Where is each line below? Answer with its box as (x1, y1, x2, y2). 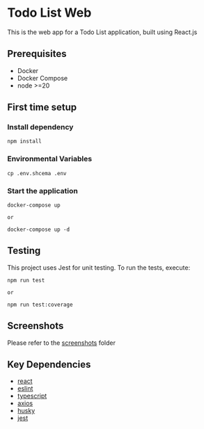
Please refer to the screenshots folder (7, 339, 116, 347)
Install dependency (7, 122, 74, 132)
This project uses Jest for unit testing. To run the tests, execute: (7, 263, 190, 272)
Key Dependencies (7, 359, 91, 371)
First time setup (7, 102, 77, 113)
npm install (7, 138, 42, 145)
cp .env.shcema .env (7, 170, 68, 177)
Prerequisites (7, 48, 67, 60)
